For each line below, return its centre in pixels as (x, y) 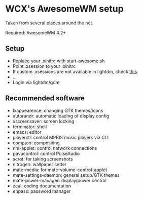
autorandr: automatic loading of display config (61, 116)
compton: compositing (36, 143)
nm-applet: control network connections (55, 148)
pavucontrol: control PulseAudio (46, 153)
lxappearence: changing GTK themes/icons (58, 110)
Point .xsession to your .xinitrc (44, 66)
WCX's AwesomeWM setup (65, 9)
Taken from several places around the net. (49, 23)
